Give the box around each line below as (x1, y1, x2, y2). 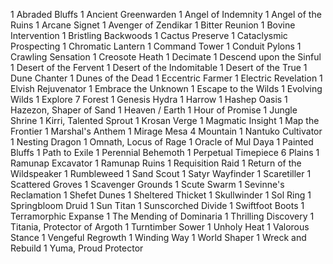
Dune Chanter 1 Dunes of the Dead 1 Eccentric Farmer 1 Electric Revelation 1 (10, 72, 323, 84)
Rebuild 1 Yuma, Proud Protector (10, 242, 144, 254)
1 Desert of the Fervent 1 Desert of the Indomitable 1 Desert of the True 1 (10, 62, 308, 73)
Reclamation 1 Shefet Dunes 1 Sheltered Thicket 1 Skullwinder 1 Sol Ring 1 (10, 189, 312, 201)
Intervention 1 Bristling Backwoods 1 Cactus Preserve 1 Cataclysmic (10, 30, 288, 41)
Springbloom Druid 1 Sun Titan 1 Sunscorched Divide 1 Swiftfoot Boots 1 (10, 200, 305, 211)
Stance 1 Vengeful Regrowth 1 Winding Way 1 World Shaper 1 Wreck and (10, 232, 307, 243)
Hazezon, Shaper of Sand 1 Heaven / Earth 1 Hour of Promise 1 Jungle (10, 104, 298, 116)
